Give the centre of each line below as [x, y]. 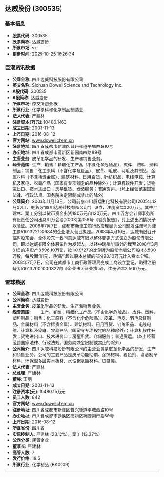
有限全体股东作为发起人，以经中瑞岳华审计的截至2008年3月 [98, 244]
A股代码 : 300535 [29, 91]
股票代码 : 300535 [30, 35]
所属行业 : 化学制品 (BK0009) [41, 465]
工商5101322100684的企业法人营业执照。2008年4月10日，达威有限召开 [84, 231]
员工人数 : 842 [26, 397]
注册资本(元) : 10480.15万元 [39, 392]
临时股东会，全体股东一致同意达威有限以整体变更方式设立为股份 [76, 238]
